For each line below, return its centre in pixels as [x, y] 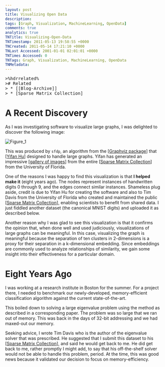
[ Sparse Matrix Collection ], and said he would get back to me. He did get [79, 344]
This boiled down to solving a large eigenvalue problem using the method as [82, 308]
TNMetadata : [17, 65]
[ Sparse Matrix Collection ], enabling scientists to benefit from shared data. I [82, 203]
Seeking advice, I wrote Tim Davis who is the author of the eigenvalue [76, 333]
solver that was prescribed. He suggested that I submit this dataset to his [79, 338]
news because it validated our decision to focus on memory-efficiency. [77, 359]
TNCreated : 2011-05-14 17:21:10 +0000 [45, 46]
